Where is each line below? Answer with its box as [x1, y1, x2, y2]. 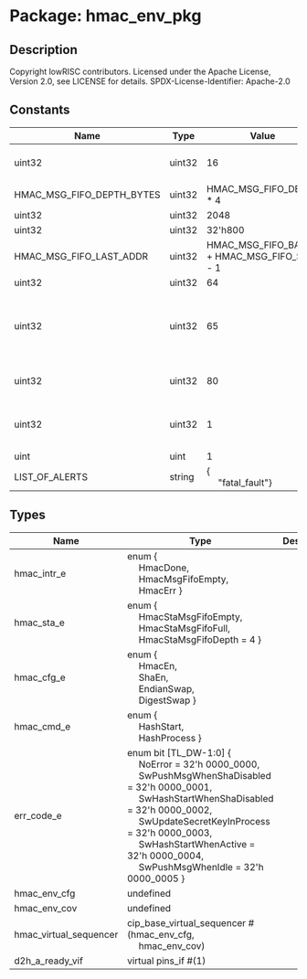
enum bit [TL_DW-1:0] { [126, 746, 231, 759]
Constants [9, 102, 70, 118]
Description [9, 42, 78, 58]
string [169, 470, 195, 483]
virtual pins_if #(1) [126, 954, 206, 967]
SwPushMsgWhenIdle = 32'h [138, 860, 264, 873]
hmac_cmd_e [14, 719, 71, 732]
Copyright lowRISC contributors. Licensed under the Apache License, [9, 66, 271, 77]
